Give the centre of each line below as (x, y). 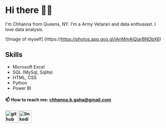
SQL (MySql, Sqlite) (33, 72)
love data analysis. (24, 29)
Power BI (22, 88)
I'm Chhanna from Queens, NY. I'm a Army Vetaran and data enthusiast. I (80, 24)
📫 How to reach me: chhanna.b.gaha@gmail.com (58, 100)
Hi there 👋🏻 (29, 10)
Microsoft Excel (29, 66)
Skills (14, 55)
